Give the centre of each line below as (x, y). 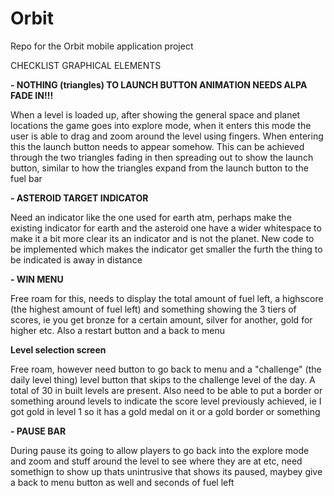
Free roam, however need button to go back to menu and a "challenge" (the (166, 369)
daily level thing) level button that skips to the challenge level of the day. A (163, 379)
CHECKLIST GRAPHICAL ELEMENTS (86, 65)
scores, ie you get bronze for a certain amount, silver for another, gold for (161, 319)
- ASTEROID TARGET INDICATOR (79, 198)
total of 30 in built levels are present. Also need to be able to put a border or (166, 390)
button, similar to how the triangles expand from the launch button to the (159, 168)
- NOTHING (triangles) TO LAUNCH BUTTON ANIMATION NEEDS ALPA (159, 84)
